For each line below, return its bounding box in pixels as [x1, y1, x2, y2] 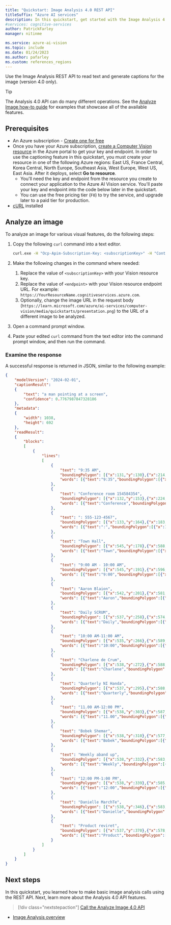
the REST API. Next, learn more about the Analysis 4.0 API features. [5, 894, 147, 901]
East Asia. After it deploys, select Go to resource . [12, 170, 117, 177]
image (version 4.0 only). [5, 79, 58, 85]
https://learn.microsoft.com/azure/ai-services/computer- [22, 303, 148, 309]
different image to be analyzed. [20, 313, 86, 319]
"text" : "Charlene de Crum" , [60, 657, 122, 662]
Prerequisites [5, 124, 49, 133]
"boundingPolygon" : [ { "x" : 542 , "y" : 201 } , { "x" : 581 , [60, 591, 167, 596]
